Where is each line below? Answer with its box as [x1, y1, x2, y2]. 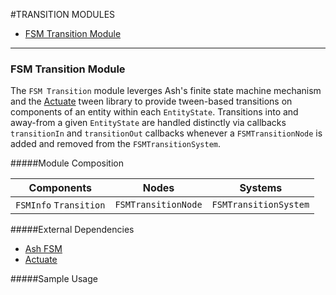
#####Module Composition [10, 157, 124, 169]
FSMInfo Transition [15, 200, 106, 211]
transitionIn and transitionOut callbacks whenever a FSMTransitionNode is [10, 127, 323, 139]
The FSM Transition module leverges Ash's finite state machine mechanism [10, 85, 322, 97]
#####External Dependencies [10, 224, 135, 236]
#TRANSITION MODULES [10, 9, 116, 20]
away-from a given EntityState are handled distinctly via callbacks [10, 117, 287, 129]
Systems [239, 181, 283, 195]
